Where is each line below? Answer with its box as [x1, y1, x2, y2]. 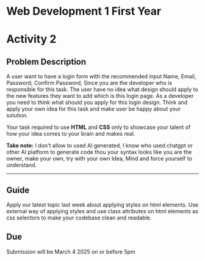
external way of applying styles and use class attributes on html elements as [6, 208, 198, 215]
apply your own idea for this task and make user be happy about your [6, 105, 181, 112]
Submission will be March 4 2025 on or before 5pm [6, 248, 135, 255]
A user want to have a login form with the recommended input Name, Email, [6, 73, 196, 80]
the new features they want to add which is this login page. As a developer [6, 92, 194, 100]
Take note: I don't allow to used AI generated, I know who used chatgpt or [6, 142, 193, 149]
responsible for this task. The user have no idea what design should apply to [6, 86, 198, 93]
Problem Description [6, 56, 87, 67]
